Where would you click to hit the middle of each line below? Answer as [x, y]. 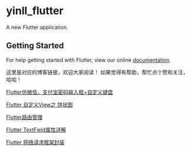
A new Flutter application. [37, 27]
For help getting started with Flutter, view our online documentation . [88, 60]
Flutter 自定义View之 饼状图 [39, 104]
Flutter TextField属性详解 [36, 129]
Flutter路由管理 [24, 117]
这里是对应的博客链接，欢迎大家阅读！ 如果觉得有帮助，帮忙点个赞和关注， [97, 72]
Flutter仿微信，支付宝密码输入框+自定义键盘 [60, 92]
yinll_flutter [35, 11]
